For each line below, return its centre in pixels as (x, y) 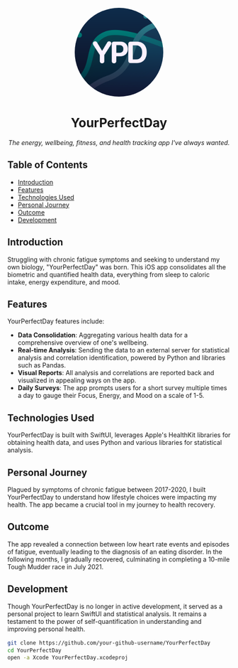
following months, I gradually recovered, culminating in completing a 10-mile (119, 559)
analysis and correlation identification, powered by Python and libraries (121, 358)
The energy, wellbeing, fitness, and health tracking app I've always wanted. (119, 142)
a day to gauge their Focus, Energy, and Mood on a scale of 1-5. (111, 396)
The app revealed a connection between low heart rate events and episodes (119, 544)
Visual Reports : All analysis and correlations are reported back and (116, 373)
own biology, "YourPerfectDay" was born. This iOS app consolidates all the (117, 266)
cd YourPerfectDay (34, 650)
